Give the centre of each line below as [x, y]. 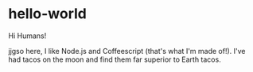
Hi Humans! [27, 36]
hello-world [48, 14]
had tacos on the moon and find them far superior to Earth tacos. [115, 59]
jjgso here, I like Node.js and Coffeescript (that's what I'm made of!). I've [127, 51]
